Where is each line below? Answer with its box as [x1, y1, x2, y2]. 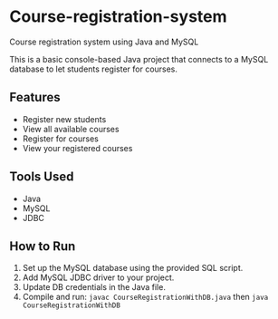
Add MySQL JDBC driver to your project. [22, 272, 175, 283]
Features [9, 90, 61, 105]
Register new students [22, 113, 107, 124]
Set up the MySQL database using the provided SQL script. [22, 263, 244, 274]
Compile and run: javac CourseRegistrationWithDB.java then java [22, 292, 269, 303]
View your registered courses [22, 142, 133, 153]
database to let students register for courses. [9, 63, 178, 74]
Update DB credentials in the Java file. [22, 282, 166, 293]
